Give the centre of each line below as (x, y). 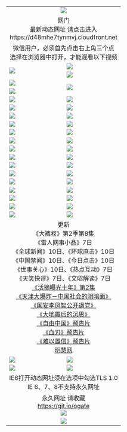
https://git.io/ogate (64, 406)
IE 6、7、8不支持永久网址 (63, 387)
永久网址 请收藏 (63, 398)
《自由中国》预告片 (63, 323)
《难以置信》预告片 (63, 341)
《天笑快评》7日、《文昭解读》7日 (64, 278)
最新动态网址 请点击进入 (63, 29)
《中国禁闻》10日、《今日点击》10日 (63, 260)
